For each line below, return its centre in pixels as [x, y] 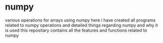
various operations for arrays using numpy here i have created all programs [81, 20]
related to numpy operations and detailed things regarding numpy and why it [81, 25]
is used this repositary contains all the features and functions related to [76, 30]
